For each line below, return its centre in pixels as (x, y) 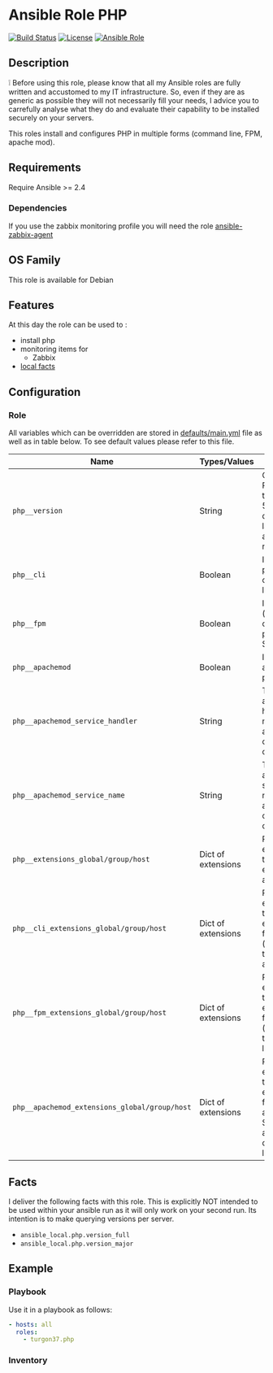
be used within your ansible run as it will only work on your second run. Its (133, 1210)
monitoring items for (54, 349)
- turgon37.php (49, 1340)
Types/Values (226, 462)
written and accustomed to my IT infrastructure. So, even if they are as (127, 92)
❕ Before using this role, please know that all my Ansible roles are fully (125, 82)
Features (31, 305)
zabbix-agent (31, 234)
